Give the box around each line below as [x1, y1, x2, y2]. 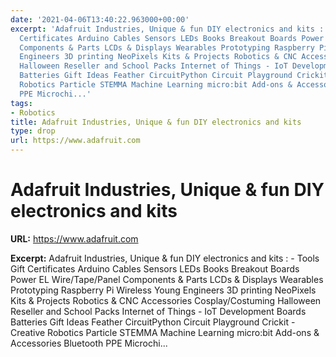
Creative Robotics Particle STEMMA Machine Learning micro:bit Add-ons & [10, 326, 320, 338]
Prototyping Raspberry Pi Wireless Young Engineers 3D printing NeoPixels [10, 284, 317, 296]
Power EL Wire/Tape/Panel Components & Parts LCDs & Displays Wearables [10, 273, 324, 285]
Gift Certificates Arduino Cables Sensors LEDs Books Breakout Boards [10, 262, 300, 275]
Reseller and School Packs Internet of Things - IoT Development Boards [10, 305, 307, 317]
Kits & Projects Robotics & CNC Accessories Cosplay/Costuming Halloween [10, 294, 322, 306]
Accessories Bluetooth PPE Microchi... [10, 337, 168, 349]
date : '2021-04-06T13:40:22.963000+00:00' [10, 14, 190, 25]
